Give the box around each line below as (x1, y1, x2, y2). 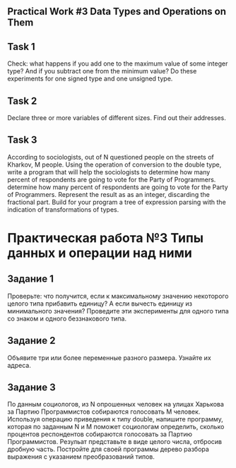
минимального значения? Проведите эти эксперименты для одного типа (7, 306, 230, 315)
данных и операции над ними (7, 245, 192, 261)
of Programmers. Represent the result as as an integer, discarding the (7, 190, 210, 198)
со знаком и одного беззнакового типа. (7, 314, 127, 323)
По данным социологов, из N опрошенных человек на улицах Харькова (7, 400, 225, 409)
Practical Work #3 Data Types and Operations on (7, 6, 227, 18)
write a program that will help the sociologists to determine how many (7, 167, 211, 176)
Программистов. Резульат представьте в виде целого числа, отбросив (7, 438, 223, 446)
